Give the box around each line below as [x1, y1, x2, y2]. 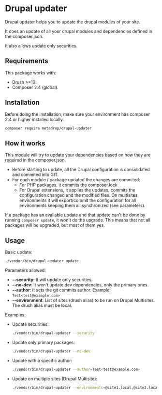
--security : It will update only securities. [12, 277, 93, 283]
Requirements [5, 57, 48, 65]
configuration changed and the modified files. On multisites [19, 192, 138, 198]
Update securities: [12, 321, 49, 327]
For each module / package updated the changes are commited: [12, 177, 140, 183]
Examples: [5, 312, 26, 317]
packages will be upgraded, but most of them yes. [5, 222, 105, 228]
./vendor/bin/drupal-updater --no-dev [12, 348, 90, 354]
